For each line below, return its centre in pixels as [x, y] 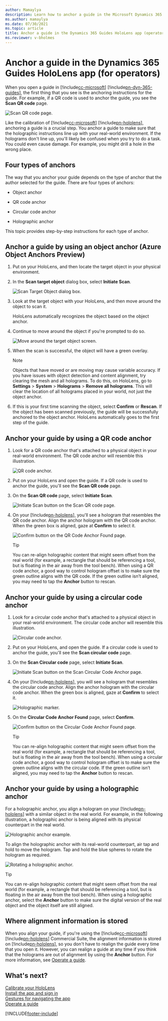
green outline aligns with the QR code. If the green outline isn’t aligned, [85, 576]
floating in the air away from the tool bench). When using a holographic [78, 895]
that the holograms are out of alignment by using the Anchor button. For [79, 954]
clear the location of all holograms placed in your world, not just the [82, 391]
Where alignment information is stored [67, 921]
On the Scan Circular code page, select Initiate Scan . [68, 662]
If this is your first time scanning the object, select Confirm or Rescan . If [87, 406]
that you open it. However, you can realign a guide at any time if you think [81, 949]
